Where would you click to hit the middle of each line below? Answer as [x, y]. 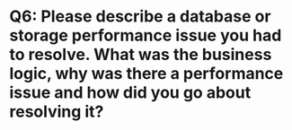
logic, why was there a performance [146, 74]
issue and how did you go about [130, 93]
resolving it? [57, 112]
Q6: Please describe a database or [140, 17]
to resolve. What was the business [141, 55]
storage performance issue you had [146, 35]
